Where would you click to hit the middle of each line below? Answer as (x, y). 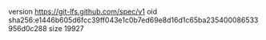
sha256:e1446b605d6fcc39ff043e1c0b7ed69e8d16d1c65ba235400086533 (133, 20)
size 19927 (66, 28)
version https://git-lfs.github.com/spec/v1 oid (83, 12)
